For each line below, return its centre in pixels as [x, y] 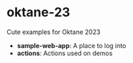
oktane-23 [38, 12]
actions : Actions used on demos [65, 53]
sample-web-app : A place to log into [71, 45]
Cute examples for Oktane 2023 [54, 32]
